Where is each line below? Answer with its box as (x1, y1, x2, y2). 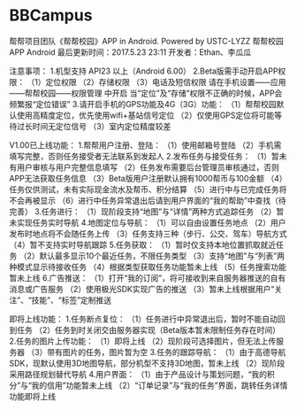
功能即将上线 (9, 391, 56, 401)
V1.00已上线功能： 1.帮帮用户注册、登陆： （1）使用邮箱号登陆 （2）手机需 (9, 139, 282, 151)
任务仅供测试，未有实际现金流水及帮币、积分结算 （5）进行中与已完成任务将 (9, 183, 287, 195)
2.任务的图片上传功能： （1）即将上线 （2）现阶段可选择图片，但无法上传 (9, 336, 277, 346)
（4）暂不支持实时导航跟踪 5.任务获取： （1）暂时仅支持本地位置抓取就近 (9, 239, 277, 250)
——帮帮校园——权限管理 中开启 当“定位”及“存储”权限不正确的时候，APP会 (9, 88, 283, 98)
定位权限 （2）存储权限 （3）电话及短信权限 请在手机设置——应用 (45, 76, 286, 87)
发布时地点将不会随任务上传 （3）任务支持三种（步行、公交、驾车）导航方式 (9, 228, 287, 239)
